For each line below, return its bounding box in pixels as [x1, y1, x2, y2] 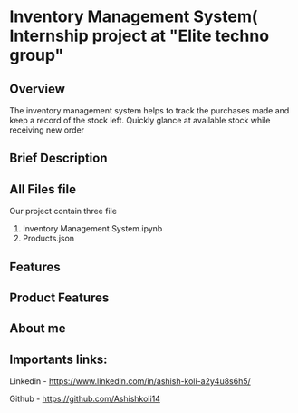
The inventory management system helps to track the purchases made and [9, 105, 290, 115]
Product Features [9, 290, 110, 305]
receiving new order [9, 124, 84, 135]
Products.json [22, 233, 75, 244]
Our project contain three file [9, 206, 118, 217]
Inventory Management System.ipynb [22, 223, 163, 234]
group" [9, 45, 64, 65]
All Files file [9, 182, 77, 197]
